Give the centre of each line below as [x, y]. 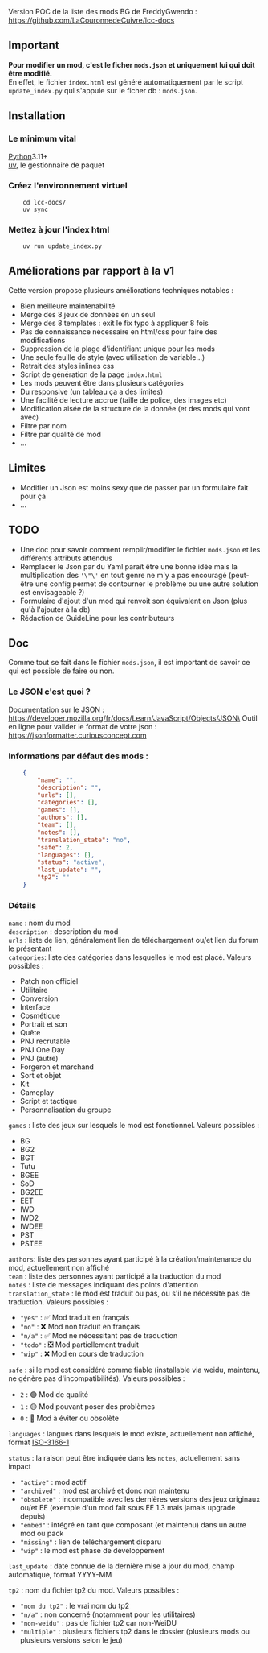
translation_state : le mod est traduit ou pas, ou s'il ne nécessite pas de [129, 1293]
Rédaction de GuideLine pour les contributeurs [97, 618]
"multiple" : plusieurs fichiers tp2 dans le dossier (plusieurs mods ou [135, 1632]
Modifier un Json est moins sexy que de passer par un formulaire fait [134, 487]
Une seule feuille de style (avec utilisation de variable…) [112, 357]
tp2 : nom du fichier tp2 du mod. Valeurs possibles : [94, 1590]
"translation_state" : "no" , [84, 840]
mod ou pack [42, 1534]
